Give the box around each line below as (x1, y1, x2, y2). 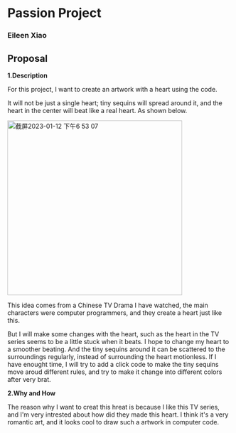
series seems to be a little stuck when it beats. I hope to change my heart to (7, 337, 230, 346)
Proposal (7, 52, 48, 65)
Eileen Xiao (7, 31, 48, 41)
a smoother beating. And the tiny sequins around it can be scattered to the (7, 345, 225, 353)
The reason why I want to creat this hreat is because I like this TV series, (7, 402, 220, 411)
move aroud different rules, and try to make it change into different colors (7, 368, 222, 376)
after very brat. (7, 375, 51, 383)
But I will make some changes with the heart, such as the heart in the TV (7, 329, 220, 338)
